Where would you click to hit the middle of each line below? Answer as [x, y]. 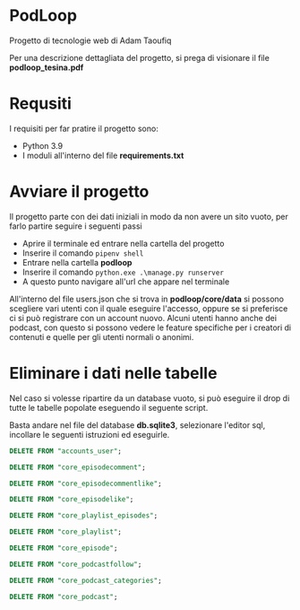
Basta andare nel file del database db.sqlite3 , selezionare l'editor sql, [137, 425]
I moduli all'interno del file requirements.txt [103, 155]
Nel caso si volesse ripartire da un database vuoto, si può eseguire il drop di [150, 398]
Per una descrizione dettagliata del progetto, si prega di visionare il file [140, 57]
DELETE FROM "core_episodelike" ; [72, 500]
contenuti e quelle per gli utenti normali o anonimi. [102, 336]
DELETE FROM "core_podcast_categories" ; [86, 580]
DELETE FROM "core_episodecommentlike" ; [86, 484]
